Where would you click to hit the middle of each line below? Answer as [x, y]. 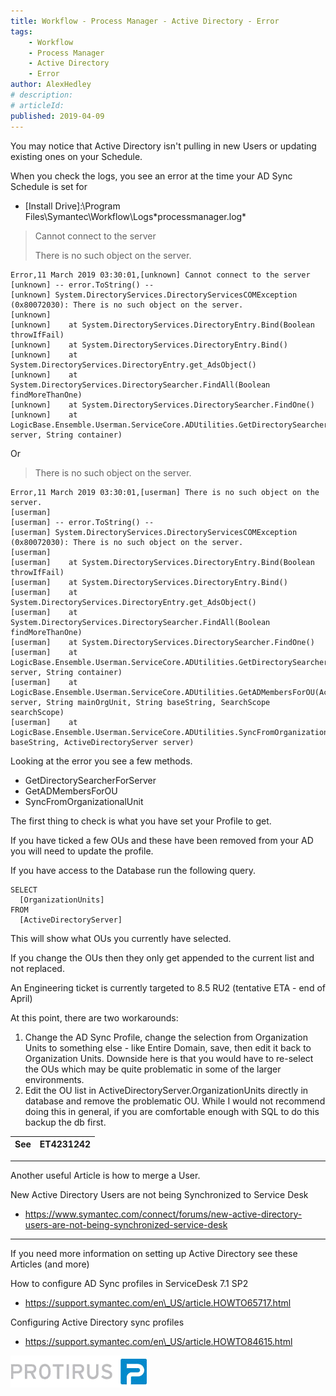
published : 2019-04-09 [57, 116]
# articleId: [37, 105]
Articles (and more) [50, 1264]
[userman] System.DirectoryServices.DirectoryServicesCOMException [154, 532]
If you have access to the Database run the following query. [133, 870]
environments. [54, 1079]
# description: [42, 95]
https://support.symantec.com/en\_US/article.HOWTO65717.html [158, 1302]
